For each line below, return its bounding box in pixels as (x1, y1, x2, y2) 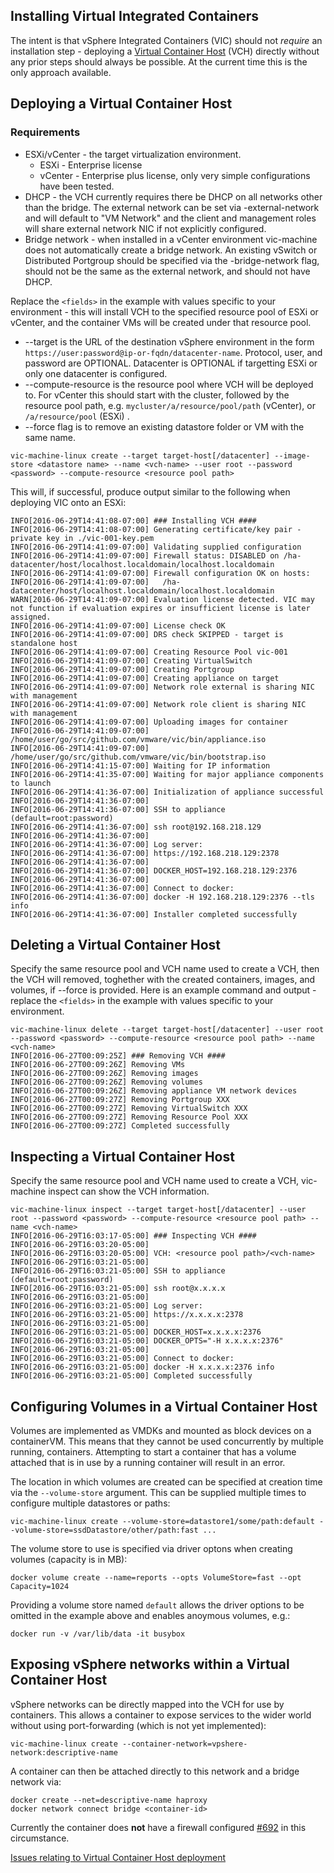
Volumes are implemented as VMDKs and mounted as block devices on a (10, 1424, 312, 1436)
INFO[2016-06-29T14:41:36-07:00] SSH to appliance (10, 804, 226, 814)
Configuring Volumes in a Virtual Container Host (10, 1398, 318, 1415)
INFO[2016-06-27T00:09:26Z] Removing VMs (10, 1060, 186, 1070)
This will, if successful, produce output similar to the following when (10, 485, 291, 498)
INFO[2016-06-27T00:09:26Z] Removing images (10, 1069, 199, 1079)
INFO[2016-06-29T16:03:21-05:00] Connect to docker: (10, 1354, 235, 1364)
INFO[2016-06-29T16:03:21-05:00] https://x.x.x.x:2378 (10, 1310, 244, 1320)
